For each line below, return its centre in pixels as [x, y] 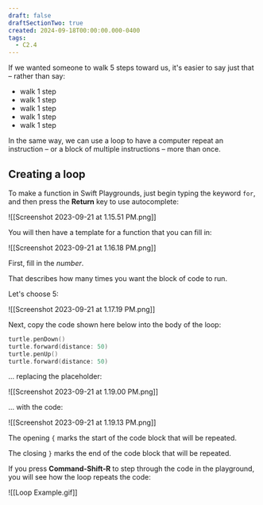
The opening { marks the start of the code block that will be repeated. [122, 438]
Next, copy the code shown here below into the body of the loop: [115, 324]
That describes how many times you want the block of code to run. [118, 278]
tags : [17, 38]
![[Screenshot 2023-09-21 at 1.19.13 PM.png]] [82, 422]
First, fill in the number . [46, 263]
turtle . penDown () [37, 339]
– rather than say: [37, 76]
